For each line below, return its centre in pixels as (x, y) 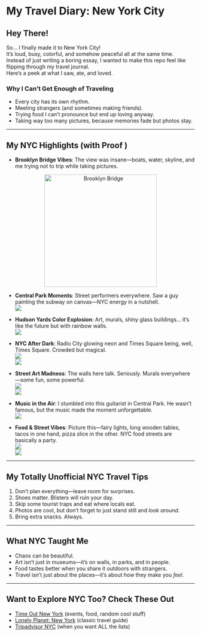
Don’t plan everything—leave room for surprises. (75, 491)
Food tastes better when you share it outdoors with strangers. (91, 568)
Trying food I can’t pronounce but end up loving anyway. (84, 115)
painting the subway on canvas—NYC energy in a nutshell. (87, 302)
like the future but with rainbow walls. (61, 326)
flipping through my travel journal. (48, 67)
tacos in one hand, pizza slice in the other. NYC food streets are (93, 434)
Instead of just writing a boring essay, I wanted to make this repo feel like (96, 60)
